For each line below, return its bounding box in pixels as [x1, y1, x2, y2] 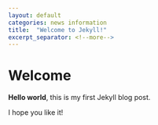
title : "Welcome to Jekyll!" [8, 26, 108, 34]
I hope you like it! [8, 108, 64, 117]
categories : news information [8, 19, 108, 27]
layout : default [8, 11, 61, 20]
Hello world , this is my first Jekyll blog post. [8, 93, 151, 102]
